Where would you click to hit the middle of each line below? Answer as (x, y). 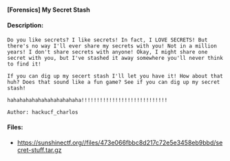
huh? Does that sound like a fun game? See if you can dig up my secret (114, 82)
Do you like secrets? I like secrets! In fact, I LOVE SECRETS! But (107, 40)
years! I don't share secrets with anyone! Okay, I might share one (107, 52)
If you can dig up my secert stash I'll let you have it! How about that (115, 76)
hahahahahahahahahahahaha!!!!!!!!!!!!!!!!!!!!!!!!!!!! (87, 100)
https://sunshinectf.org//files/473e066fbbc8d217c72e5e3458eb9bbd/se (120, 142)
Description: (25, 25)
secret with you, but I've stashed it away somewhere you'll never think (115, 58)
